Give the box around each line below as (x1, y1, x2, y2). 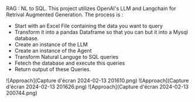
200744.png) (6, 90, 38, 96)
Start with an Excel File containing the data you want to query (14, 23, 163, 29)
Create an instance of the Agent (14, 47, 92, 54)
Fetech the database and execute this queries (14, 59, 125, 66)
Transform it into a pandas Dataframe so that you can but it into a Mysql (14, 29, 189, 36)
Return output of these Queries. (14, 66, 91, 72)
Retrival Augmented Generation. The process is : (6, 11, 124, 18)
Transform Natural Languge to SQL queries (14, 54, 119, 60)
